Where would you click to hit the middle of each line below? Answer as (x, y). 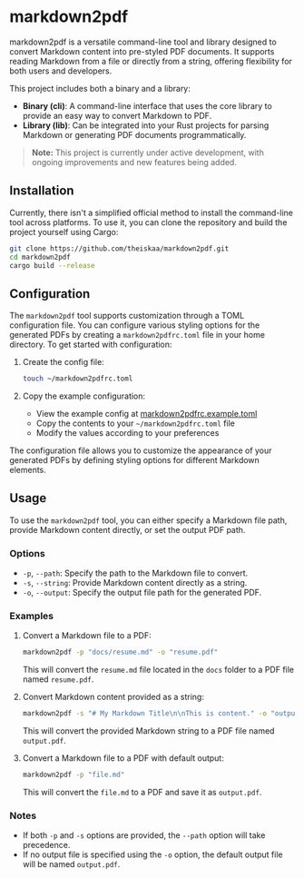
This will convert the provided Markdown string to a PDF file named (148, 731)
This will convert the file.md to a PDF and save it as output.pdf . (142, 793)
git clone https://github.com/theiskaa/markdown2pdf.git (119, 248)
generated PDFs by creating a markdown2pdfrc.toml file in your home (137, 335)
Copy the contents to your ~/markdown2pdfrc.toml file (136, 423)
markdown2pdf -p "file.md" (74, 775)
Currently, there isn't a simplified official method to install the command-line (151, 212)
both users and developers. (61, 71)
